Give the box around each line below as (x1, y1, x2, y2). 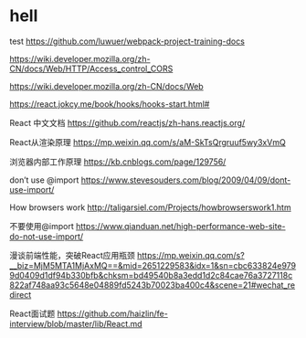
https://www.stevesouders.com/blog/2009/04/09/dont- (80, 174, 291, 185)
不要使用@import (9, 220, 75, 231)
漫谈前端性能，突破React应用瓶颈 (9, 249, 135, 260)
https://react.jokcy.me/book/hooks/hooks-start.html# (9, 98, 210, 110)
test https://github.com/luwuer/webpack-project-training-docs (9, 36, 245, 47)
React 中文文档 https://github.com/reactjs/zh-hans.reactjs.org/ (9, 117, 246, 128)
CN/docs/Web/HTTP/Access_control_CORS (9, 63, 174, 74)
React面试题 (9, 308, 56, 319)
